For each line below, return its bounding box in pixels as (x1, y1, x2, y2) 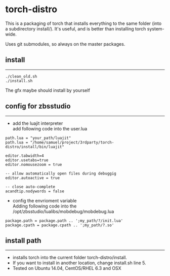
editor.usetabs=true (5, 157, 49, 163)
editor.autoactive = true (5, 175, 60, 181)
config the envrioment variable (12, 197, 77, 203)
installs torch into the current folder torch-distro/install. (12, 255, 127, 261)
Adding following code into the (12, 203, 77, 209)
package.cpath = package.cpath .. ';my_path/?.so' (5, 222, 114, 228)
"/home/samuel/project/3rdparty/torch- (30, 140, 114, 145)
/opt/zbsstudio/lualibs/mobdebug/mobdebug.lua (12, 208, 114, 214)
